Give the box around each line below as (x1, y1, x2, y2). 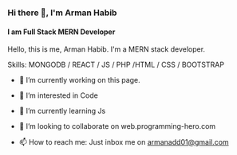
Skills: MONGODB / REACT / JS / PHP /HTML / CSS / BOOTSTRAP (7, 60, 225, 70)
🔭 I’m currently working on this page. (18, 76, 140, 85)
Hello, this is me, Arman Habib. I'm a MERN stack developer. (7, 45, 205, 54)
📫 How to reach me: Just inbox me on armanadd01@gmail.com (18, 138, 229, 147)
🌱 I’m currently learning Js (18, 107, 106, 116)
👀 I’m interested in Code (18, 91, 99, 100)
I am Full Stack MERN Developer (7, 27, 116, 37)
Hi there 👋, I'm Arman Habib (7, 7, 117, 18)
